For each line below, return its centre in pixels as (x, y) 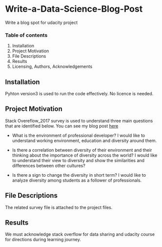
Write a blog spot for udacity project (41, 22)
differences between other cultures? (49, 165)
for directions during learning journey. (43, 240)
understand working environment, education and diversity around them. (84, 141)
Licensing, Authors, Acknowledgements (52, 66)
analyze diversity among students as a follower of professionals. (77, 180)
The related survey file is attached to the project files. (59, 207)
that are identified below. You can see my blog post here (62, 126)
